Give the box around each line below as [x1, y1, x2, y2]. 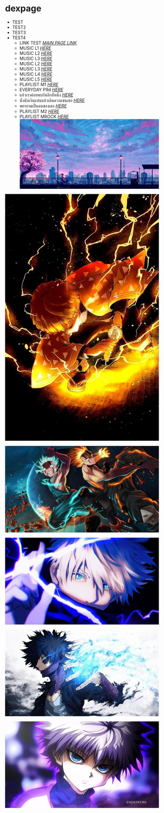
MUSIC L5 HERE [19, 76, 52, 82]
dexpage [5, 3, 41, 14]
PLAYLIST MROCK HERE [19, 113, 69, 119]
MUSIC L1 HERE [19, 45, 51, 51]
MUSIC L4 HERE [19, 71, 53, 77]
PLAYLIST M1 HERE [19, 81, 59, 87]
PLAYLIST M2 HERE [19, 108, 60, 114]
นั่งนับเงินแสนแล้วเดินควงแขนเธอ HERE [19, 97, 85, 103]
